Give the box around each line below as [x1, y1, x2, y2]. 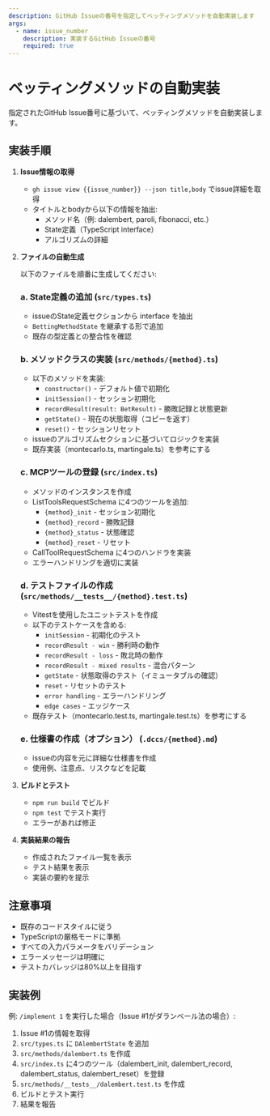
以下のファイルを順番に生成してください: [19, 269, 157, 279]
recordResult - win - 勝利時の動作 [44, 641, 160, 650]
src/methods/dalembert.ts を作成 [19, 1048, 131, 1058]
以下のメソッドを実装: [32, 373, 106, 383]
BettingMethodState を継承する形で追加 [32, 322, 164, 331]
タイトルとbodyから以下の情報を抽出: [32, 204, 158, 214]
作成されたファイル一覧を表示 [32, 852, 132, 863]
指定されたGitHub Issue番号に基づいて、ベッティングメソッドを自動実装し [8, 108, 256, 117]
